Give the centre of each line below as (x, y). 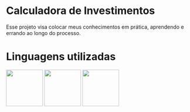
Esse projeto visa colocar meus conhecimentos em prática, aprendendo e (95, 27)
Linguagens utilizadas (61, 57)
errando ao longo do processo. (43, 33)
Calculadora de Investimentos (81, 11)
